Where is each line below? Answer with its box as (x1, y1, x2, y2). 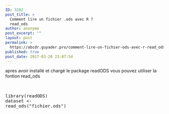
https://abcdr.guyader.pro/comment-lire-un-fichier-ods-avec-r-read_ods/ (10, 45, 167, 50)
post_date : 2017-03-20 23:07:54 (5, 54, 73, 59)
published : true (5, 49, 39, 54)
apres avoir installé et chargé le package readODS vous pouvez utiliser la (5, 68, 157, 74)
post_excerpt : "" (5, 31, 42, 36)
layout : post (5, 36, 33, 41)
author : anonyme (5, 26, 39, 31)
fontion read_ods (5, 73, 40, 79)
